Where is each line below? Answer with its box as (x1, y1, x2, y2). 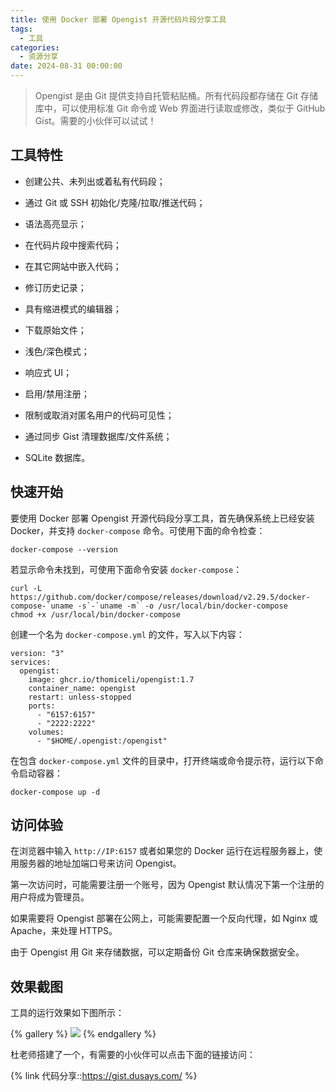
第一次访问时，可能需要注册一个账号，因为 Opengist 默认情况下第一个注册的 (10, 879, 325, 891)
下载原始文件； (24, 324, 87, 336)
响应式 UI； (24, 366, 72, 378)
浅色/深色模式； (24, 345, 90, 357)
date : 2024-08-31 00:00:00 (10, 61, 123, 71)
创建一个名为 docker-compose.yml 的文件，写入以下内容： (10, 628, 245, 640)
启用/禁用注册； (24, 387, 90, 400)
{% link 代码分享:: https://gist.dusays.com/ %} (10, 1070, 198, 1082)
